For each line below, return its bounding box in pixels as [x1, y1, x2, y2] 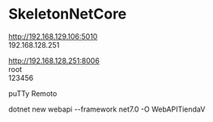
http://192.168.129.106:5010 [8, 32, 98, 41]
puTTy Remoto [8, 88, 58, 98]
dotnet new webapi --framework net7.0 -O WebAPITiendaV [8, 104, 206, 114]
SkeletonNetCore [8, 5, 127, 23]
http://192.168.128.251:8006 [8, 56, 100, 65]
